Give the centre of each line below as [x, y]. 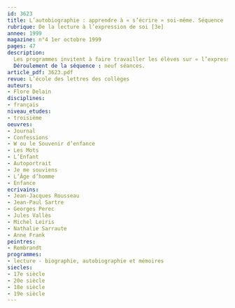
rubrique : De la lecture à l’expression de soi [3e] [86, 27]
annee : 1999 [24, 33]
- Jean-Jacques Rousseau [43, 196]
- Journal [22, 131]
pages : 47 [22, 46]
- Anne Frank [26, 235]
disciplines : [26, 99]
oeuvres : [20, 124]
